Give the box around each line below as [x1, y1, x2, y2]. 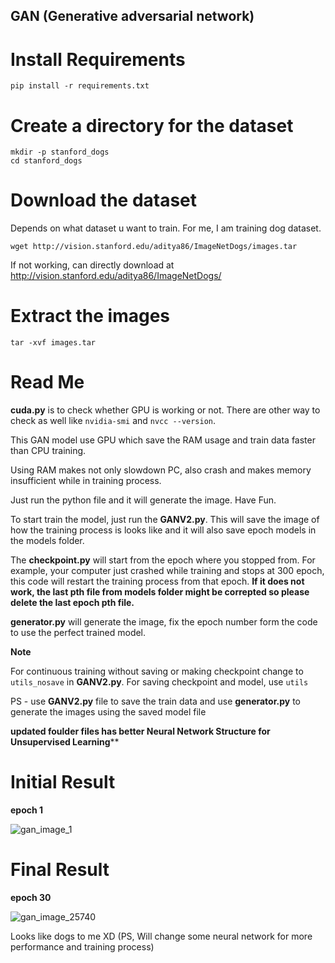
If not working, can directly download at [10, 259, 175, 271]
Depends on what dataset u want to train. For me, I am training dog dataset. [10, 222, 322, 234]
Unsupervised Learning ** [10, 736, 120, 748]
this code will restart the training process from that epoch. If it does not [10, 575, 305, 588]
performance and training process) [10, 940, 155, 953]
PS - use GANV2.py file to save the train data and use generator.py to [10, 695, 301, 708]
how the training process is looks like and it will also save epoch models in [10, 524, 317, 536]
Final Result [10, 859, 110, 881]
